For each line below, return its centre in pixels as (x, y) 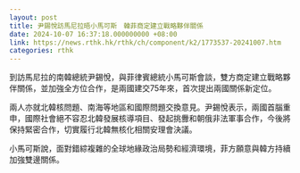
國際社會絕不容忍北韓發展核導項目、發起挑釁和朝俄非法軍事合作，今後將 (158, 119)
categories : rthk (42, 51)
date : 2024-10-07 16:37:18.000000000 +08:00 (93, 34)
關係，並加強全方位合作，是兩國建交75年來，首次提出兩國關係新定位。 (146, 88)
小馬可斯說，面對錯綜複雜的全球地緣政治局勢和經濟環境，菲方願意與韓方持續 (150, 149)
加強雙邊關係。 (37, 160)
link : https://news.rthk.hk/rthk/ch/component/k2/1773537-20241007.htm (145, 42)
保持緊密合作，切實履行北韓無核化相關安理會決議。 (103, 129)
